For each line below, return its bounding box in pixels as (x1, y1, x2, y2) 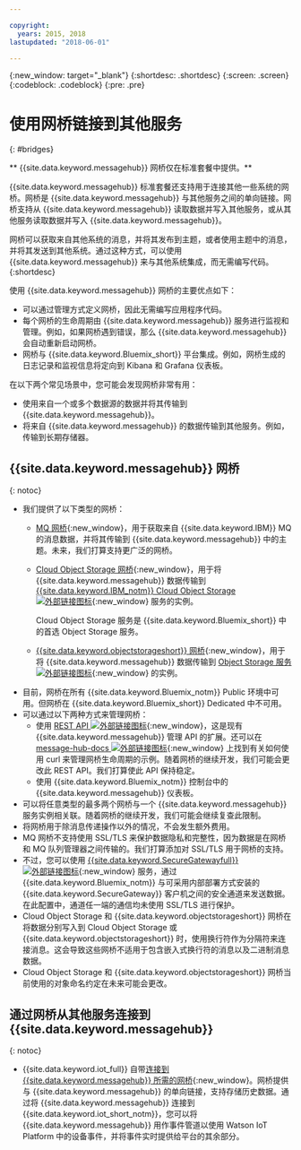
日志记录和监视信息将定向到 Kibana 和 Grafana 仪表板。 (21, 360, 228, 371)
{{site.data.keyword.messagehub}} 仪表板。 (35, 788, 199, 799)
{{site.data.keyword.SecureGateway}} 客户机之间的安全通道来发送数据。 (21, 888, 290, 899)
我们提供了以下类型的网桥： (21, 504, 125, 514)
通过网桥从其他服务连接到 (9, 1007, 150, 1022)
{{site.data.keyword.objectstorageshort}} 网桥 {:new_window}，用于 (35, 645, 286, 656)
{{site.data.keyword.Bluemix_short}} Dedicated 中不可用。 (71, 698, 287, 709)
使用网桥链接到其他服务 (9, 114, 183, 134)
